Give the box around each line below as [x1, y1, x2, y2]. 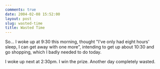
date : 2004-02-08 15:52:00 [5, 12, 60, 17]
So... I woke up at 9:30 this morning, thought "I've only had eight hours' [5, 39, 150, 45]
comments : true [5, 7, 36, 12]
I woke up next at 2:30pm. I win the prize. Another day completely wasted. [5, 59, 156, 65]
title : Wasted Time [5, 25, 45, 30]
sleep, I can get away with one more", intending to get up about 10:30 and [5, 44, 155, 50]
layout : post [5, 16, 32, 21]
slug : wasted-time [5, 21, 43, 26]
